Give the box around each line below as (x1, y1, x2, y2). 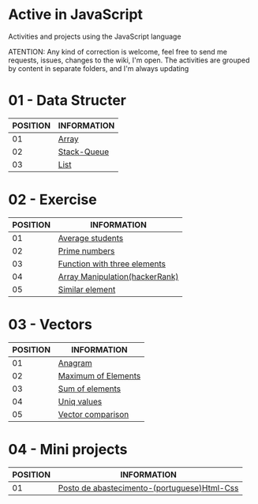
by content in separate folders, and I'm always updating (8, 63, 189, 73)
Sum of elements (58, 383, 122, 394)
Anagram (58, 357, 92, 368)
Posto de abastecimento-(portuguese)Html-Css (58, 482, 239, 493)
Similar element (58, 284, 116, 295)
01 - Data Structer (8, 92, 127, 110)
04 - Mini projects (8, 440, 128, 458)
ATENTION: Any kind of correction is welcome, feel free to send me (8, 47, 227, 56)
